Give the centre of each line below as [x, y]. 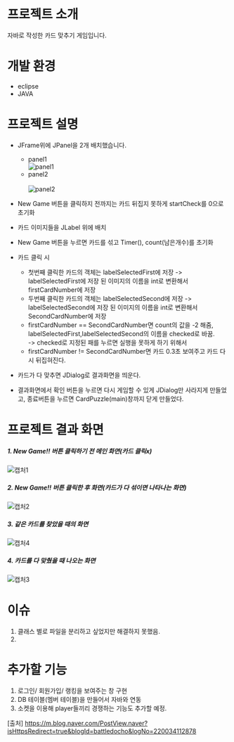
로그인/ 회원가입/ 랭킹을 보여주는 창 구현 [72, 691]
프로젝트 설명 [43, 124]
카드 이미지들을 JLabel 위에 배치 [62, 227]
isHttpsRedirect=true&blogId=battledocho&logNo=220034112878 [102, 731]
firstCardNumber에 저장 [62, 290]
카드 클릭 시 [34, 257]
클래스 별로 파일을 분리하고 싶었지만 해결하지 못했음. [89, 631]
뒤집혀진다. [51, 360]
